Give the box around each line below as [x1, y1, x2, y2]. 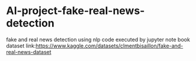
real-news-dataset [6, 48, 52, 55]
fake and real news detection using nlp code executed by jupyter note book [6, 36, 191, 43]
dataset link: [6, 42, 36, 49]
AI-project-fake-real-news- [6, 4, 145, 18]
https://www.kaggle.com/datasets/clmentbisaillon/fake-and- [35, 42, 184, 49]
